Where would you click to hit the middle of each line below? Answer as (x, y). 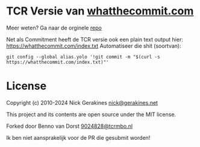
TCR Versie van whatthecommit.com (100, 11)
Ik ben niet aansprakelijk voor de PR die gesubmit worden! (78, 137)
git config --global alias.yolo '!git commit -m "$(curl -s (83, 57)
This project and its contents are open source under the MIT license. (91, 114)
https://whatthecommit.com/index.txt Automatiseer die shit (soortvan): (94, 46)
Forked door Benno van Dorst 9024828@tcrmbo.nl (70, 126)
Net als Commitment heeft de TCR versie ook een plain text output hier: (95, 39)
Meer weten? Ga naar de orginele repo (54, 28)
